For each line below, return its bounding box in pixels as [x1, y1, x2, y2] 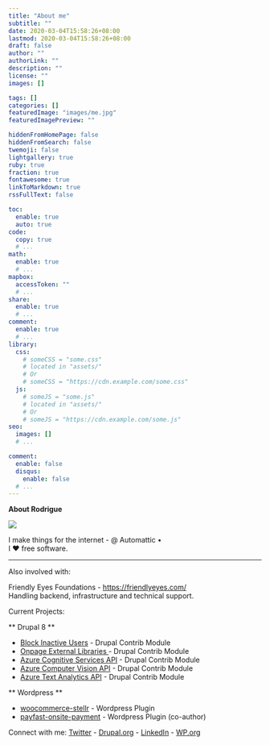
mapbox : [8, 273, 35, 281]
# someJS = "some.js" [22, 393, 95, 401]
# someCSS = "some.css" [22, 356, 103, 364]
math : [8, 251, 27, 259]
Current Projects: [8, 606, 65, 617]
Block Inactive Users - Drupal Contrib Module [19, 638, 171, 647]
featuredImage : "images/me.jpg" [8, 109, 117, 117]
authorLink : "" [8, 57, 59, 65]
